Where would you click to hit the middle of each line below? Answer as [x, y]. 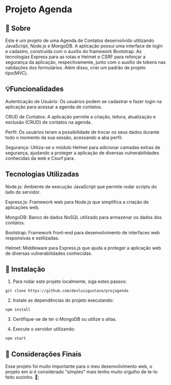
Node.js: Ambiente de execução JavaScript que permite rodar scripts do [81, 186]
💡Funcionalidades [34, 89]
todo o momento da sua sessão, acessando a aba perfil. [64, 137]
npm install [18, 310]
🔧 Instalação [25, 269]
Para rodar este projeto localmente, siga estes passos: [70, 281]
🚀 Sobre [18, 28]
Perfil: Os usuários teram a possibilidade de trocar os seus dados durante [82, 132]
